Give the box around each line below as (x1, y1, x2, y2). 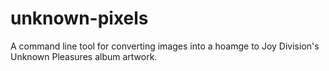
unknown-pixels (10, 7, 149, 30)
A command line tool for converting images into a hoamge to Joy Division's (10, 40, 320, 52)
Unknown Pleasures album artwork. (10, 50, 158, 62)
